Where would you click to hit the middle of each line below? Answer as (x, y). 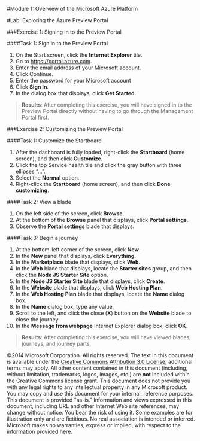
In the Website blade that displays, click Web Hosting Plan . (89, 288)
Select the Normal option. (47, 178)
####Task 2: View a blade (39, 202)
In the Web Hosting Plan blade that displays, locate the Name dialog (100, 294)
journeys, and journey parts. (56, 344)
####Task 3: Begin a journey (43, 238)
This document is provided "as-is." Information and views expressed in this (99, 400)
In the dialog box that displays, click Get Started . (76, 93)
